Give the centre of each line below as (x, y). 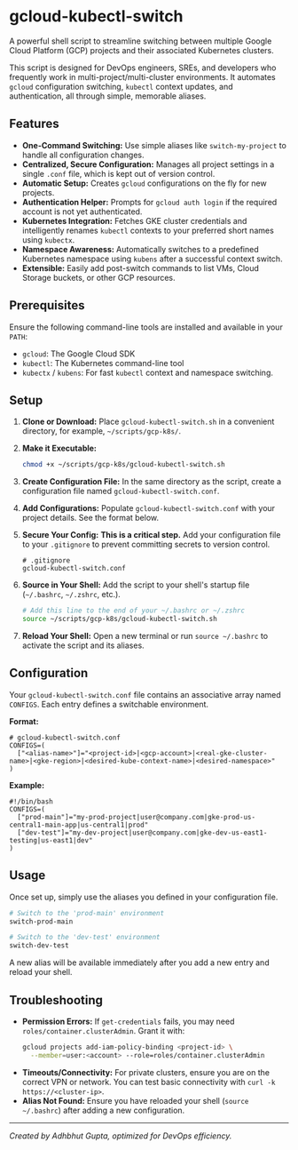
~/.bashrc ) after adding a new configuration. (103, 1110)
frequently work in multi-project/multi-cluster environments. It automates (143, 76)
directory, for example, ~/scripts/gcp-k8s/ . (102, 431)
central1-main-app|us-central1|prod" (79, 825)
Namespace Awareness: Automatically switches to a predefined (140, 249)
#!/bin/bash (31, 802)
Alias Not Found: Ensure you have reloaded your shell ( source (135, 1100)
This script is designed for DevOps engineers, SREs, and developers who (143, 68)
